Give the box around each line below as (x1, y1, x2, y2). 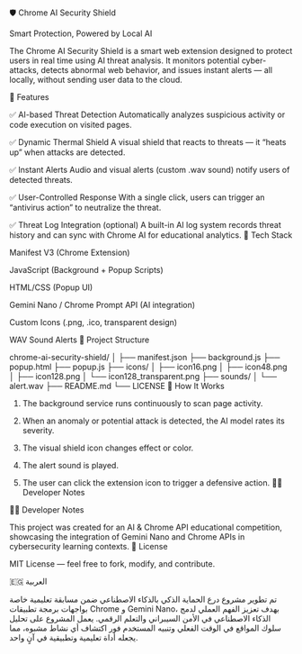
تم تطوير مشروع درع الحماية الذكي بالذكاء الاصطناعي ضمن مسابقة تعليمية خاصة (9, 594, 277, 604)
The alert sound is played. (22, 460, 120, 470)
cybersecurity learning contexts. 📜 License (9, 541, 168, 551)
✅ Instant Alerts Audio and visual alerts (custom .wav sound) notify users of (9, 165, 290, 175)
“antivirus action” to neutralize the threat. (9, 202, 162, 213)
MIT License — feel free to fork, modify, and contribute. (9, 559, 216, 569)
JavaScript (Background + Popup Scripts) (9, 265, 164, 275)
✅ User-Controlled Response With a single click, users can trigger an (9, 192, 265, 203)
